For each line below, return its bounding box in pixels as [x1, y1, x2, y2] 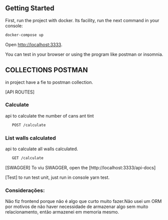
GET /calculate [12, 155, 44, 160]
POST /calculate [12, 123, 46, 128]
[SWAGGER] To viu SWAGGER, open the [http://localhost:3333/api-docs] [5, 164, 156, 170]
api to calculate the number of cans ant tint [5, 113, 94, 119]
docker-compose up [5, 32, 44, 37]
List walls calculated [5, 134, 56, 141]
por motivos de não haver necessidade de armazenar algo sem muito [5, 203, 148, 210]
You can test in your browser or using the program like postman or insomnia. [5, 51, 163, 57]
